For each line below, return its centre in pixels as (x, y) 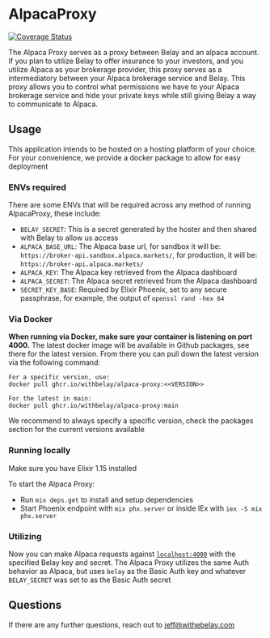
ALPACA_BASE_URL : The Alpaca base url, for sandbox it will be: (120, 246)
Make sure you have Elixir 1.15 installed (73, 468)
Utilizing (25, 536)
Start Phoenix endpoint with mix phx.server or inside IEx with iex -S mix (141, 508)
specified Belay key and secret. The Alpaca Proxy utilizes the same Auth (129, 562)
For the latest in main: (50, 399)
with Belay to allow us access (69, 238)
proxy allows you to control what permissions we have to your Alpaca (124, 87)
